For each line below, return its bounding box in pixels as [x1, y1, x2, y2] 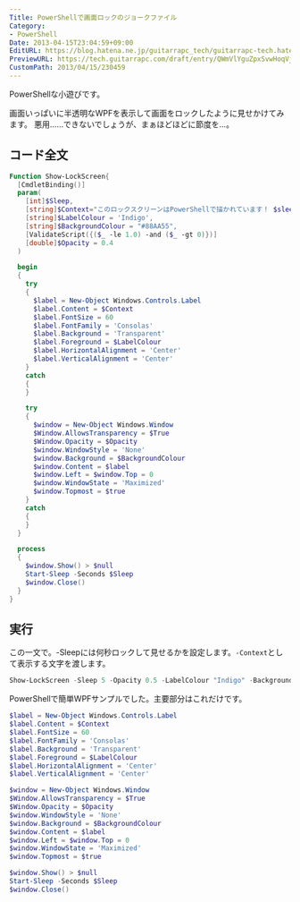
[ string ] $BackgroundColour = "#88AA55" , [25, 221, 178, 231]
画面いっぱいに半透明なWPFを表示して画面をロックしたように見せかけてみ [9, 107, 285, 118]
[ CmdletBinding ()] [17, 180, 87, 189]
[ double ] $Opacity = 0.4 [25, 238, 114, 247]
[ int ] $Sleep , [25, 197, 74, 206]
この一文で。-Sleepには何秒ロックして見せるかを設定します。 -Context [9, 647, 268, 658]
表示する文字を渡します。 [16, 659, 111, 669]
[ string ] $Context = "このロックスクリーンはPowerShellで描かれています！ [25, 205, 270, 215]
